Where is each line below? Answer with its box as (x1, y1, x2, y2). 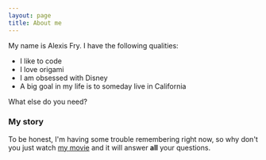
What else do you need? (8, 97, 87, 106)
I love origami (19, 64, 64, 74)
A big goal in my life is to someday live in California (19, 81, 187, 91)
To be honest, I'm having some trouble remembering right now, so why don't (8, 134, 258, 143)
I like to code (19, 56, 62, 66)
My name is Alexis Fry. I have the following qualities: (8, 40, 179, 50)
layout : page (8, 11, 52, 20)
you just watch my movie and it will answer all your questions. (8, 143, 211, 152)
